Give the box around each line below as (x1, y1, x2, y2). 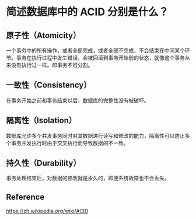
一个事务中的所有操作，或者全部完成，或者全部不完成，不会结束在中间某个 (6, 47, 185, 54)
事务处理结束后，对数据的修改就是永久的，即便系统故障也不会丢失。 (6, 174, 170, 181)
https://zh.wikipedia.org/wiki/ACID (6, 208, 89, 215)
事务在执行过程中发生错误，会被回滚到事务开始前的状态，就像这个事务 (16, 54, 185, 61)
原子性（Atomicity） (6, 30, 81, 40)
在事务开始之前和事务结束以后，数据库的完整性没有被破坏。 (6, 97, 149, 104)
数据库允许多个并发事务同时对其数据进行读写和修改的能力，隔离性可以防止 (6, 132, 185, 139)
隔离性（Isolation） (6, 116, 77, 125)
